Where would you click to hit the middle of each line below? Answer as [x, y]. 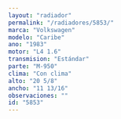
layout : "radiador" [40, 15]
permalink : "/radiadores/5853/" [61, 23]
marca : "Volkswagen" [42, 30]
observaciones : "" [38, 96]
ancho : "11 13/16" [38, 88]
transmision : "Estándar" [49, 59]
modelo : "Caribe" [37, 37]
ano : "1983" [27, 45]
